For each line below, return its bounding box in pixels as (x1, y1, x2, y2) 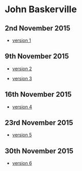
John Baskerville (5, 4, 77, 15)
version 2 (12, 65, 32, 72)
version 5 (12, 132, 32, 138)
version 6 (12, 160, 32, 166)
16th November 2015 (5, 90, 72, 99)
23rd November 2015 (5, 119, 73, 127)
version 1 (12, 37, 31, 43)
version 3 (12, 75, 32, 81)
